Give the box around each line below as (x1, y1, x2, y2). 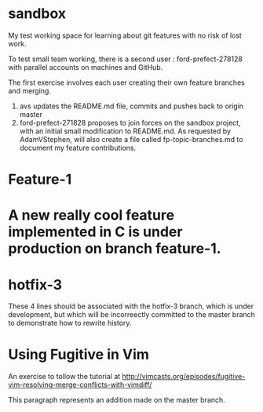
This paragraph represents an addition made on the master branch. (8, 396, 225, 405)
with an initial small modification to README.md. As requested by (19, 126, 232, 136)
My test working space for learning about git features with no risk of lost (8, 31, 242, 40)
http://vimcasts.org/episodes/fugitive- (122, 372, 246, 381)
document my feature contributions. (19, 143, 136, 152)
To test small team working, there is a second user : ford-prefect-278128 (8, 54, 243, 64)
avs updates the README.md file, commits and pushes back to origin (19, 101, 244, 111)
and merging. (8, 86, 51, 95)
